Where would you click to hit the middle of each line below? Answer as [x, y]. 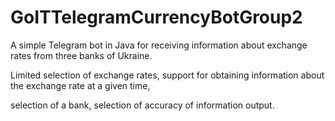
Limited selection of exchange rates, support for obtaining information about [167, 75]
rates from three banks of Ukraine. [81, 55]
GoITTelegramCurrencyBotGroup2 [156, 17]
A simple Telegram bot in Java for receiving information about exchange [159, 45]
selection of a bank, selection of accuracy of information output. [142, 105]
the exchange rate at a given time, [80, 85]
